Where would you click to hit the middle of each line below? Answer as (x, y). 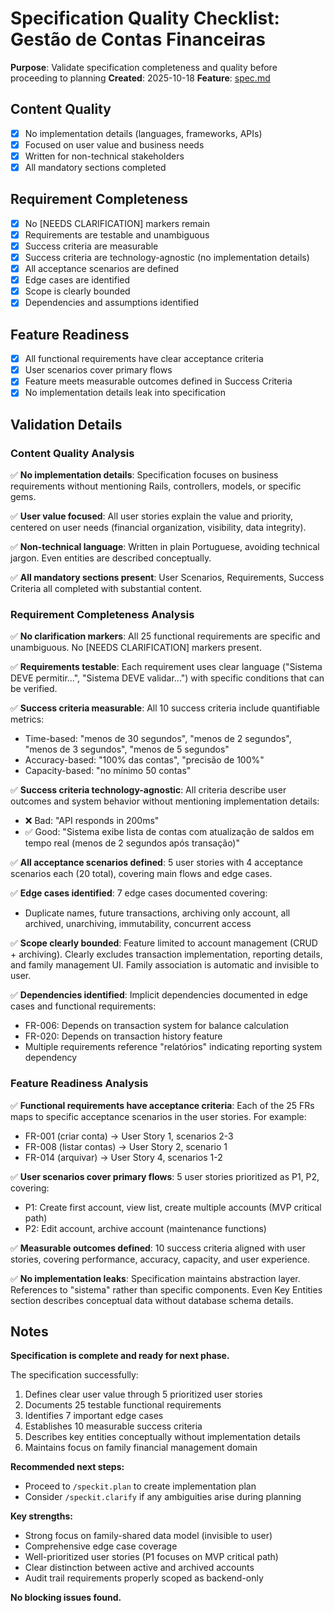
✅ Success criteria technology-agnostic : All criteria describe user (148, 790)
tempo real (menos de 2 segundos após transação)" (132, 843)
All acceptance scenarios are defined (102, 269)
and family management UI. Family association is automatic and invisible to (165, 965)
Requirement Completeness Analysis (102, 614)
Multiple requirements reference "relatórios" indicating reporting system (173, 1047)
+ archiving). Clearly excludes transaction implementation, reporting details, (166, 954)
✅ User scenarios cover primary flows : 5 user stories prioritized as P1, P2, (165, 1176)
